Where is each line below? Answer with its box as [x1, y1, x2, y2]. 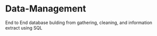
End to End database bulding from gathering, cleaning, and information [5, 19, 152, 25]
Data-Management [5, 3, 87, 14]
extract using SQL [5, 24, 43, 30]
